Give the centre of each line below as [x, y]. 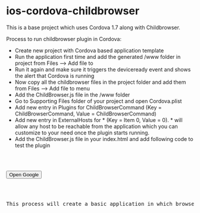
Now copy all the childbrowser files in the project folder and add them [100, 82]
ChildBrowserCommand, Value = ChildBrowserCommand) [85, 114]
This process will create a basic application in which [89, 204]
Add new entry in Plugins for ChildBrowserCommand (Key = [88, 107]
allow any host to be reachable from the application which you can [96, 126]
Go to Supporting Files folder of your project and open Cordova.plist [98, 101]
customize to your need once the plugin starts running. [82, 133]
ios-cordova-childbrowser [73, 11]
